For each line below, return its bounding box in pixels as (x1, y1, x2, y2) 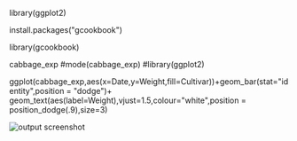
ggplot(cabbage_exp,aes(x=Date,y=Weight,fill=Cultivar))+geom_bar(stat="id (9, 76, 289, 87)
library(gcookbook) (9, 42, 80, 52)
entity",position (9, 86, 65, 96)
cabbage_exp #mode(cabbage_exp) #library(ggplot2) (9, 59, 206, 69)
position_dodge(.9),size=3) (9, 105, 108, 114)
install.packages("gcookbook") (9, 25, 122, 35)
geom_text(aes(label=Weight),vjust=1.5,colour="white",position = (9, 95, 246, 106)
